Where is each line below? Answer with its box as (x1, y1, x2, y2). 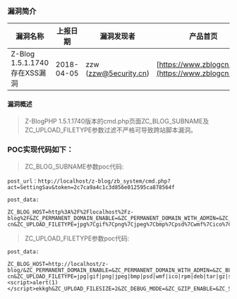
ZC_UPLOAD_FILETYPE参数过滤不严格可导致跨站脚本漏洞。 (24, 126, 197, 134)
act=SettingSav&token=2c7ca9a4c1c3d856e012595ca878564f (7, 183, 175, 191)
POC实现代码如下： (7, 145, 74, 154)
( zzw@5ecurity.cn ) (85, 68, 150, 78)
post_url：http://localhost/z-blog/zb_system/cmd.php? (7, 178, 171, 185)
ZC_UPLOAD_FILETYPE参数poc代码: (24, 234, 130, 243)
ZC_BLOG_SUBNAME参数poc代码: (24, 162, 124, 171)
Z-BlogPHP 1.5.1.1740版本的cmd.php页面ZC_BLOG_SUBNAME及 (24, 116, 209, 125)
